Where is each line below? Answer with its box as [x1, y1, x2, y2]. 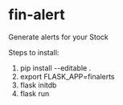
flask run [19, 88, 50, 98]
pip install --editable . [19, 63, 92, 73]
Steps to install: [8, 47, 59, 57]
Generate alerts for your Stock [8, 32, 109, 42]
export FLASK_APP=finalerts [19, 71, 115, 81]
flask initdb [19, 80, 57, 90]
